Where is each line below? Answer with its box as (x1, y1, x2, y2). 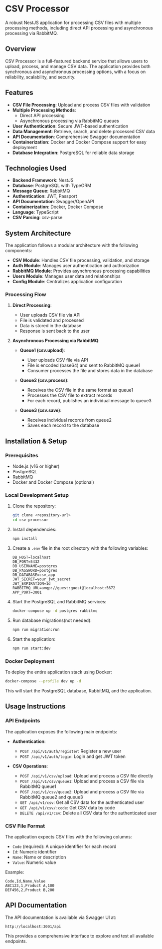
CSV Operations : (12, 763, 48, 769)
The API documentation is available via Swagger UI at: (5, 914, 116, 920)
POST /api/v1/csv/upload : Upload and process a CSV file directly (19, 772, 154, 778)
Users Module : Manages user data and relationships (12, 273, 121, 279)
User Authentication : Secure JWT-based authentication (12, 123, 129, 129)
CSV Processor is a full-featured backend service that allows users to (5, 58, 148, 64)
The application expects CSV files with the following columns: (5, 833, 132, 839)
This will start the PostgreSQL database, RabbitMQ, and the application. (5, 687, 152, 693)
